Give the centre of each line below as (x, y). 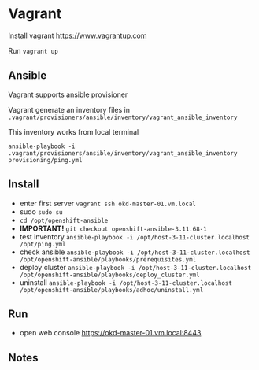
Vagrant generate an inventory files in (69, 109)
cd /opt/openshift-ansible (64, 220)
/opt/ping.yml (43, 244)
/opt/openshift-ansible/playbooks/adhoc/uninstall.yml (111, 290)
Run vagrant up (33, 50)
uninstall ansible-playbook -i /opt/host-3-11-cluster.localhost (126, 282)
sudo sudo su (41, 211)
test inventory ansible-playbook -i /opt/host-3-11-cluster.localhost (135, 236)
